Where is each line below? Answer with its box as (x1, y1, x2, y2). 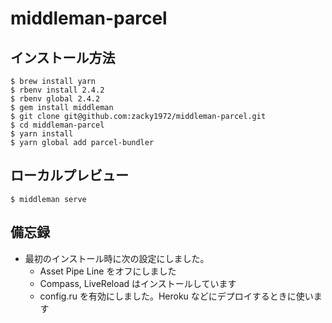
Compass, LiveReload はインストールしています (39, 277, 237, 289)
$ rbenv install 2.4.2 (10, 85, 105, 95)
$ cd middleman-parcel (10, 120, 105, 130)
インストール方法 (10, 49, 116, 66)
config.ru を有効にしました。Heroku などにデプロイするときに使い (39, 290, 314, 302)
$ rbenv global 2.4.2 (10, 94, 101, 104)
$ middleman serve (10, 194, 87, 204)
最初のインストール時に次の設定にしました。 (24, 252, 210, 264)
